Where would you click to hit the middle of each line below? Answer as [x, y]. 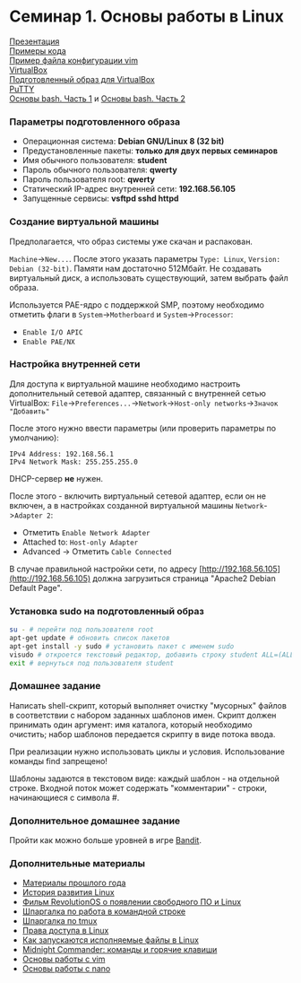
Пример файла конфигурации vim [74, 60]
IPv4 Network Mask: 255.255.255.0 [74, 462]
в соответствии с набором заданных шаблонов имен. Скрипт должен [143, 715]
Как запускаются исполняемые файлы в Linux [111, 940]
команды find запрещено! [58, 761]
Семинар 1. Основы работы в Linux [146, 17]
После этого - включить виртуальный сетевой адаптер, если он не [138, 496]
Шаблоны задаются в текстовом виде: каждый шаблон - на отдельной [145, 779]
